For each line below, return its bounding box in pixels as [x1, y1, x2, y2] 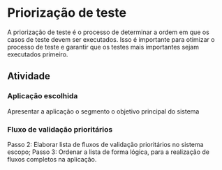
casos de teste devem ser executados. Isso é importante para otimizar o [7, 35, 215, 43]
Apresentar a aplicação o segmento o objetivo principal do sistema [7, 107, 200, 116]
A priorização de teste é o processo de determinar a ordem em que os [7, 28, 209, 36]
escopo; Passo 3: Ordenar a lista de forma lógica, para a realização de [7, 148, 210, 156]
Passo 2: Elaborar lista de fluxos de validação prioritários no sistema [7, 140, 204, 148]
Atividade [7, 70, 50, 82]
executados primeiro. [7, 50, 68, 59]
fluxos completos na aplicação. [7, 155, 97, 163]
